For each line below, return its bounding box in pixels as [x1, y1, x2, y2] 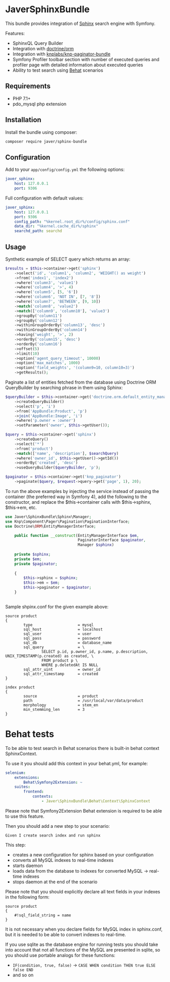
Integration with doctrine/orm [12, 45, 74, 51]
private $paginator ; [14, 561, 58, 566]
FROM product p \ [41, 658, 78, 663]
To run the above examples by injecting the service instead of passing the [5, 488, 159, 494]
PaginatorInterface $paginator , [77, 538, 146, 543]
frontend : [23, 789, 44, 794]
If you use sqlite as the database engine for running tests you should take [5, 941, 158, 947]
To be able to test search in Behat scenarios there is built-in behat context [5, 745, 159, 751]
